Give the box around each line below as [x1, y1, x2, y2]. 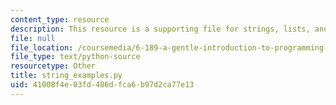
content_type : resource [10, 14, 110, 25]
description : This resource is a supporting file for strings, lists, [10, 24, 311, 34]
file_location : [10, 42, 74, 53]
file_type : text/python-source [10, 52, 141, 62]
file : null [10, 33, 56, 43]
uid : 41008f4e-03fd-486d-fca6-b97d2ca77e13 [10, 80, 195, 90]
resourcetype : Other [10, 61, 97, 71]
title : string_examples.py [10, 71, 123, 81]
